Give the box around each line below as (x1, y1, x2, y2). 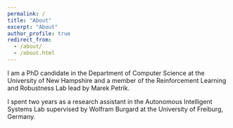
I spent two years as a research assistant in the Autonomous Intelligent (7, 97, 213, 105)
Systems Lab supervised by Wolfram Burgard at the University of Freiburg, (7, 105, 224, 113)
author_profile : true (7, 30, 71, 37)
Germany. (7, 112, 36, 120)
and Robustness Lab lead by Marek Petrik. (7, 84, 130, 92)
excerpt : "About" (7, 23, 58, 30)
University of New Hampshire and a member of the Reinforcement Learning (7, 76, 227, 84)
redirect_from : (7, 37, 52, 44)
